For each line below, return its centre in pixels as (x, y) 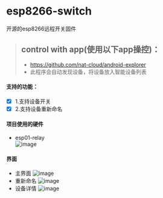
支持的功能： (22, 87)
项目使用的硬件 (25, 124)
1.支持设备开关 (33, 101)
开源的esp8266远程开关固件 (41, 28)
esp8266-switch (49, 11)
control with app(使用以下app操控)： (90, 50)
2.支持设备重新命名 (39, 109)
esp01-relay (30, 138)
